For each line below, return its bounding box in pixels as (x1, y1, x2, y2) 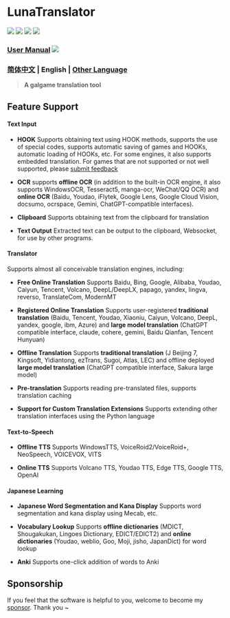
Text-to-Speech (7, 427, 54, 436)
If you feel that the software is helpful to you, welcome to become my (7, 596, 204, 604)
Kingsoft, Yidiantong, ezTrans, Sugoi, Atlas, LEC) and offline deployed (16, 356, 215, 364)
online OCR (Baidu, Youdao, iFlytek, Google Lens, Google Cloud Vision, (16, 192, 219, 200)
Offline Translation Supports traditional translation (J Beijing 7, (16, 348, 198, 356)
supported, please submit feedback (16, 164, 118, 173)
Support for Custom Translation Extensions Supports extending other (16, 404, 218, 413)
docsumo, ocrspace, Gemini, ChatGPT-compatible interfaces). (16, 200, 194, 208)
